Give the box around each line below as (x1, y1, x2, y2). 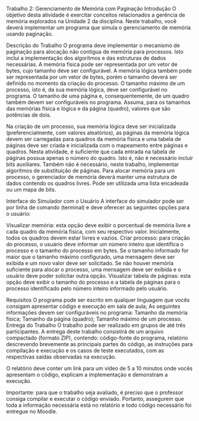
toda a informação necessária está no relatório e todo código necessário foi (6, 401, 192, 409)
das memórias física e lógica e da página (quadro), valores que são (6, 105, 171, 112)
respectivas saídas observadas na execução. (6, 353, 117, 360)
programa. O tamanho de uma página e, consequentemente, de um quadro (6, 92, 189, 99)
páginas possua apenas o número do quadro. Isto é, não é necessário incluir (6, 155, 194, 161)
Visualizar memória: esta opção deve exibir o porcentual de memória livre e (6, 222, 191, 228)
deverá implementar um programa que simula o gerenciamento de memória (6, 24, 191, 31)
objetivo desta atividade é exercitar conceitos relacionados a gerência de (6, 11, 185, 18)
